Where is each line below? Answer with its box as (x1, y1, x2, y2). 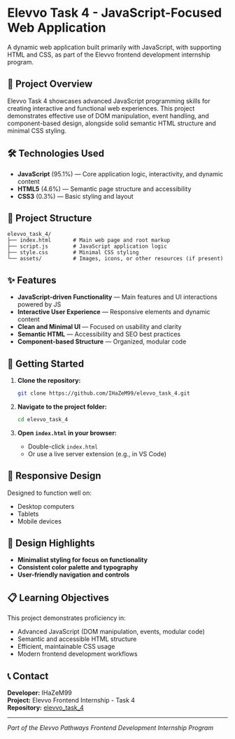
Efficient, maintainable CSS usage (17, 642, 115, 651)
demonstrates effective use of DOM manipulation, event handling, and (7, 111, 209, 120)
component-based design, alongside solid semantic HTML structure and (7, 119, 217, 127)
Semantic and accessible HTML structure (17, 635, 137, 643)
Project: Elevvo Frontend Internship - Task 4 (7, 696, 135, 704)
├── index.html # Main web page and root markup (7, 237, 171, 244)
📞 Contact (7, 670, 49, 682)
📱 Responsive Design (7, 470, 101, 482)
